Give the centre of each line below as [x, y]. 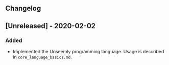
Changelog [23, 8]
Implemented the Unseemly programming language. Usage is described [88, 52]
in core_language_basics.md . [42, 57]
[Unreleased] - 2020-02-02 [51, 26]
